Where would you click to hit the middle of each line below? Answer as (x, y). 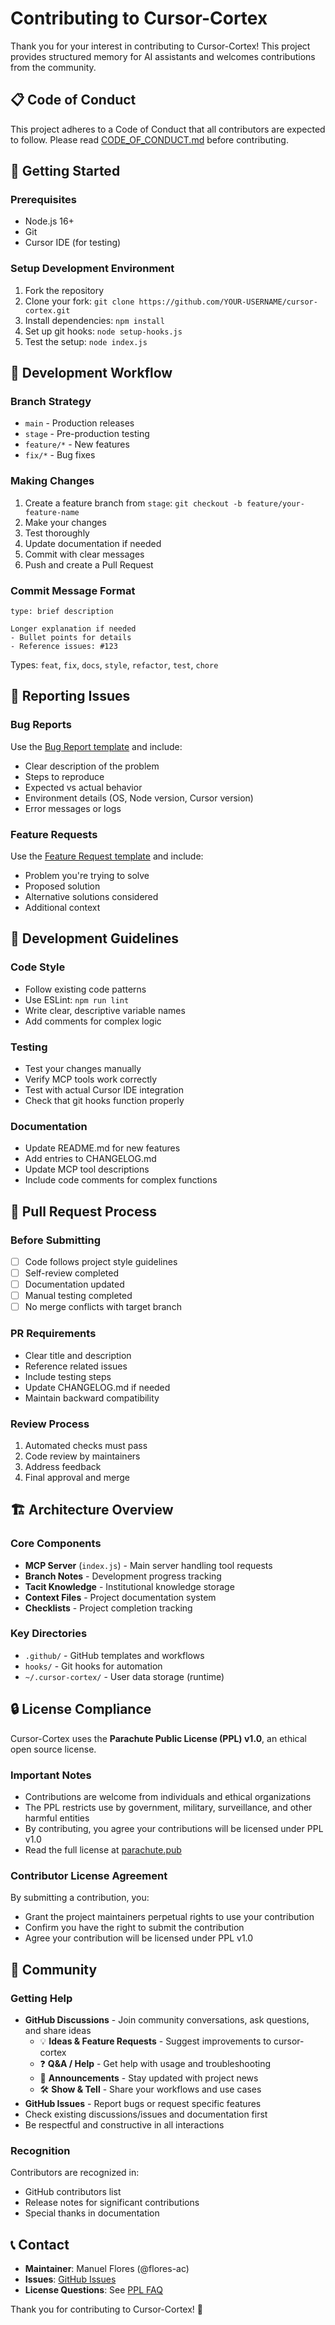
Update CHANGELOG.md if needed (97, 1387)
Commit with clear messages (84, 554)
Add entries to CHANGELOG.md (90, 1159)
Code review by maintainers (82, 1456)
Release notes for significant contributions (112, 2203)
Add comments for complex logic (93, 1021)
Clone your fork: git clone (79, 301)
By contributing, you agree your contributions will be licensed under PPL (174, 1828)
